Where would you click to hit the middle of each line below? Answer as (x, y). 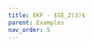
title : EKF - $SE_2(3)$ (47, 15)
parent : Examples (36, 23)
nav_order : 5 (29, 30)
